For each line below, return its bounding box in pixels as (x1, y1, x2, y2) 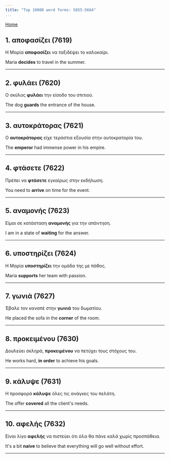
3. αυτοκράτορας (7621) (5, 121, 84, 130)
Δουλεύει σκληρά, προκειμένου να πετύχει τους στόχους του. (5, 348, 137, 354)
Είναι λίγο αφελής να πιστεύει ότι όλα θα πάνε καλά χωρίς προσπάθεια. (5, 433, 160, 439)
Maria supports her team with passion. (5, 272, 87, 278)
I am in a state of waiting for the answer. (5, 230, 90, 236)
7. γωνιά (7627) (5, 291, 55, 300)
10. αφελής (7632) (5, 420, 66, 428)
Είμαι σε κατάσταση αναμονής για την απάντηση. (5, 220, 111, 226)
